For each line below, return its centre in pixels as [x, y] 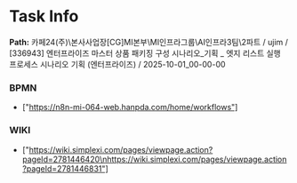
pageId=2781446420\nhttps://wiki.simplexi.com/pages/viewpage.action [154, 159]
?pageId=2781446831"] [65, 168]
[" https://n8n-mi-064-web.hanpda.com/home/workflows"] [130, 107]
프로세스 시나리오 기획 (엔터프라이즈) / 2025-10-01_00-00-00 [117, 64]
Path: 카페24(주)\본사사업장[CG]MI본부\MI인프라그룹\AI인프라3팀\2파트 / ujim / [149, 42]
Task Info [44, 16]
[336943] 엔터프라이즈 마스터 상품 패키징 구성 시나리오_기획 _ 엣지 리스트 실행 [145, 53]
